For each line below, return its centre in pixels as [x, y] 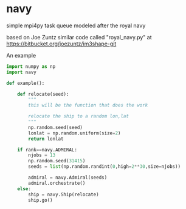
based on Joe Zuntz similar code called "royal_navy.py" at [79, 37]
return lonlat [46, 139]
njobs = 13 [42, 155]
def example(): [26, 83]
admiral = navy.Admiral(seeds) [68, 177]
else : [24, 189]
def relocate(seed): [43, 94]
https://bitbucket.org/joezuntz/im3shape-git [61, 44]
